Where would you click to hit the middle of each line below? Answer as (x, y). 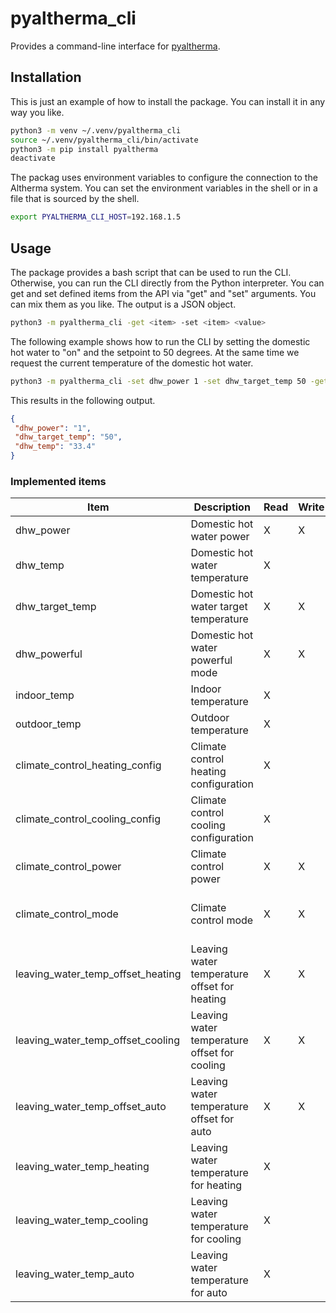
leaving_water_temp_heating (82, 1167)
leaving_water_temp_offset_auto (91, 1107)
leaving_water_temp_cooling (82, 1220)
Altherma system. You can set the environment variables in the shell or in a (164, 188)
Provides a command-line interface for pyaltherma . (115, 46)
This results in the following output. (83, 400)
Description (222, 507)
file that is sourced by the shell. (75, 199)
